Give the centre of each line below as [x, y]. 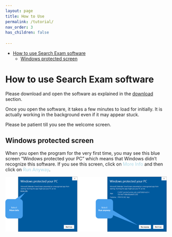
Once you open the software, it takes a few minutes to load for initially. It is [84, 109]
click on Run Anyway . [28, 169]
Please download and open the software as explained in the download [79, 94]
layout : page [19, 11]
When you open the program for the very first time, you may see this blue [83, 153]
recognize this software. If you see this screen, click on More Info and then [84, 164]
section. [14, 99]
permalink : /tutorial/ [29, 22]
